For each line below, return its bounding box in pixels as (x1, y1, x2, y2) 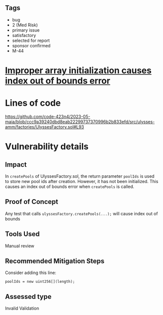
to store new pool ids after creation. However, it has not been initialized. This (5, 178, 159, 184)
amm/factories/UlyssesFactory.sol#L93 (5, 124, 84, 130)
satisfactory (12, 32, 36, 38)
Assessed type (5, 292, 52, 301)
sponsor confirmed (12, 42, 51, 48)
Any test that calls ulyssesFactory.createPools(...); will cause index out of (5, 210, 158, 216)
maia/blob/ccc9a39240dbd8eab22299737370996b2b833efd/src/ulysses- (5, 119, 155, 125)
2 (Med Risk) (12, 22, 38, 28)
